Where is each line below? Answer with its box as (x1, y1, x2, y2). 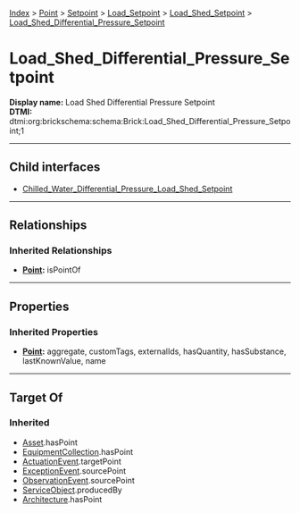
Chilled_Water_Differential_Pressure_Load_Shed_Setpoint (21, 183, 233, 194)
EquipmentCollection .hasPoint (21, 446, 134, 457)
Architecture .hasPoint (21, 493, 103, 504)
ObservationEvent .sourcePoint (21, 475, 136, 485)
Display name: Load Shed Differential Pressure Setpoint (9, 97, 216, 107)
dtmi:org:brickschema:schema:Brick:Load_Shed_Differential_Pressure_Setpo (9, 115, 291, 126)
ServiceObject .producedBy (21, 484, 122, 495)
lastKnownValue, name (21, 356, 107, 366)
